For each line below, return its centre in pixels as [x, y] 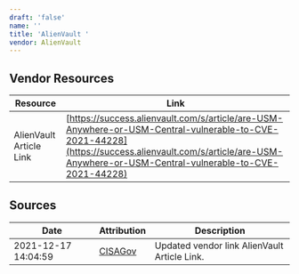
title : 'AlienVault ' [49, 34]
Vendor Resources [62, 78]
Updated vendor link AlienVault [219, 246]
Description [220, 230]
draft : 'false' [37, 17]
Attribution [123, 230]
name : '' [25, 26]
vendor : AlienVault [45, 42]
